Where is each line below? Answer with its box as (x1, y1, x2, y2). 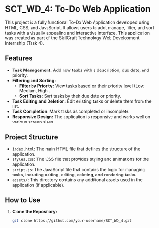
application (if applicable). (12, 182, 64, 188)
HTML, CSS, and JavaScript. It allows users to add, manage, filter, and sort (5, 24, 154, 30)
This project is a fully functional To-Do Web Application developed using (5, 19, 150, 25)
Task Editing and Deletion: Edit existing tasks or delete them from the (12, 98, 152, 104)
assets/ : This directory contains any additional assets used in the (12, 176, 143, 183)
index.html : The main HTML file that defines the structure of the (12, 146, 141, 152)
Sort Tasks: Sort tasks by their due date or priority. (19, 93, 121, 99)
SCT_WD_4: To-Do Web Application (5, 3, 151, 15)
